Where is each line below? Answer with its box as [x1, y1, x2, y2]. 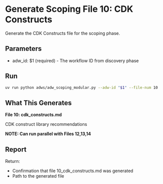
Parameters [5, 44, 42, 53]
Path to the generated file [12, 173, 64, 179]
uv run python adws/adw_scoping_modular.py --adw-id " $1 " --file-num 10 [5, 85, 158, 90]
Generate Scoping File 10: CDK [5, 3, 133, 15]
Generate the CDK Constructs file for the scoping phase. [5, 30, 120, 36]
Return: [5, 158, 20, 164]
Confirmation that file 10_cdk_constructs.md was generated [12, 168, 133, 174]
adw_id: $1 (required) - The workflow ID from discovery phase [12, 58, 139, 64]
